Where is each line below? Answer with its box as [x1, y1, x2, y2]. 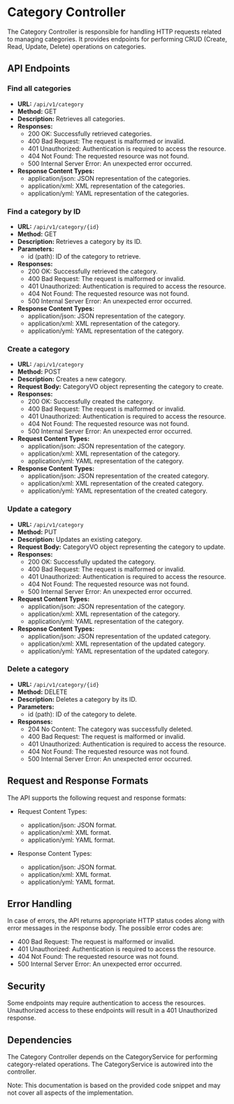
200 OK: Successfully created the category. [27, 397, 154, 406]
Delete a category [7, 664, 69, 674]
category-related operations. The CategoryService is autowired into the [7, 1060, 213, 1069]
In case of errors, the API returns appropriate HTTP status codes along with [7, 916, 225, 925]
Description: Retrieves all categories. [17, 114, 126, 123]
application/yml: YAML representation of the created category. [27, 486, 208, 495]
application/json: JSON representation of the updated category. [27, 632, 211, 640]
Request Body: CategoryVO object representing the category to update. [17, 543, 226, 551]
